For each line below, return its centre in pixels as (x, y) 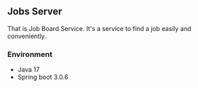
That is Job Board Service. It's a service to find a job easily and (99, 28)
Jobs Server (35, 12)
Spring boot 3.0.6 (43, 77)
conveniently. (27, 36)
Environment (30, 54)
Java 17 (29, 70)
